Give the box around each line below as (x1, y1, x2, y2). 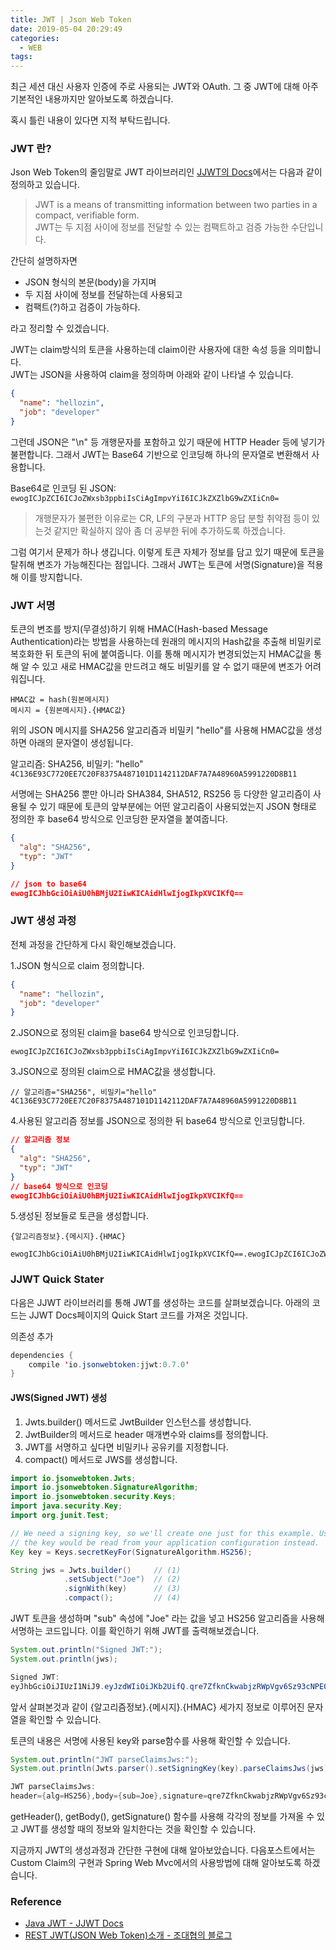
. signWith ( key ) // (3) (63, 1584, 182, 1594)
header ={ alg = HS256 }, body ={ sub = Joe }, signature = (10, 1791, 208, 1801)
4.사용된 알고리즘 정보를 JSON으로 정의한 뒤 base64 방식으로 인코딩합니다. (10, 1115, 306, 1127)
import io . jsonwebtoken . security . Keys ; (10, 1492, 177, 1502)
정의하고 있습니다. (10, 179, 81, 191)
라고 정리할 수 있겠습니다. (10, 322, 110, 335)
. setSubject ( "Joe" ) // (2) (63, 1574, 182, 1585)
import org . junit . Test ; (10, 1511, 110, 1521)
